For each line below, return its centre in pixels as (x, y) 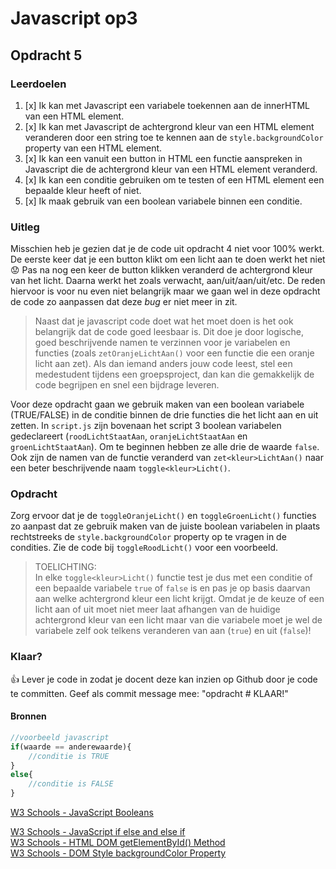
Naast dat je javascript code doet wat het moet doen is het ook (164, 321)
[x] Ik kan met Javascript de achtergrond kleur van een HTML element (169, 126)
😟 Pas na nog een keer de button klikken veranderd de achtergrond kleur (161, 270)
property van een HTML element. (93, 148)
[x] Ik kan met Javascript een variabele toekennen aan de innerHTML (167, 105)
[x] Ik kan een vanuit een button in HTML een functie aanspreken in (163, 158)
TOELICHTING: (65, 567)
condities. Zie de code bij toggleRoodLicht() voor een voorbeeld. (144, 548)
